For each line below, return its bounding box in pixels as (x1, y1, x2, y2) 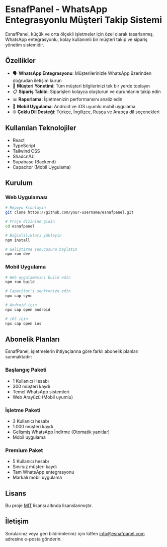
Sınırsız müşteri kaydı (12, 464, 57, 470)
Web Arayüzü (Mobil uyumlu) (12, 394, 73, 400)
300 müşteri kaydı (12, 383, 50, 389)
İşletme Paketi (5, 406, 41, 414)
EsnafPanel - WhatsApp (5, 4, 108, 15)
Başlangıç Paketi (5, 367, 47, 374)
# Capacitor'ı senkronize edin (5, 289, 71, 294)
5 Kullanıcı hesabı (12, 459, 49, 465)
